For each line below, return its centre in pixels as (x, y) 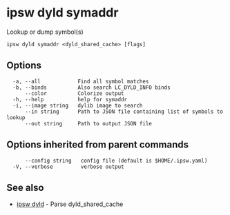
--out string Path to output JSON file (88, 123)
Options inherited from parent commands (98, 145)
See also (25, 187)
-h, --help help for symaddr (70, 99)
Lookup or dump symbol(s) (45, 32)
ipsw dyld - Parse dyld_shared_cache (70, 204)
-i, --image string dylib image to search (78, 105)
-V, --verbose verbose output (69, 167)
